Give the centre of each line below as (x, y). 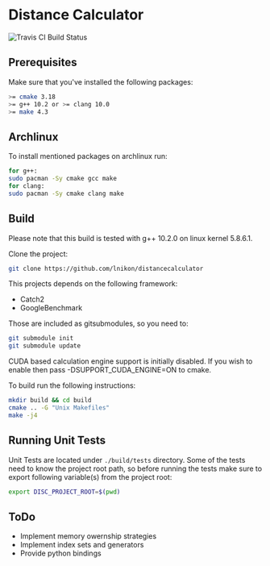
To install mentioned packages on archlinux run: (88, 156)
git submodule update (45, 346)
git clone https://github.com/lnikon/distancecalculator (106, 268)
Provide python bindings (61, 553)
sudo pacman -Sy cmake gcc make (62, 179)
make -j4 (23, 415)
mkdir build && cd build (50, 401)
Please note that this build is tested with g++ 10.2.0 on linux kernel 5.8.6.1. (131, 238)
